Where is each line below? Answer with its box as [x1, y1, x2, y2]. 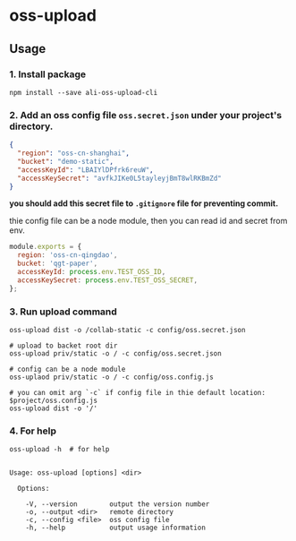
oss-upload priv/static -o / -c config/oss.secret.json [9, 348, 222, 358]
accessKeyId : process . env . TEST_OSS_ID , [17, 268, 166, 277]
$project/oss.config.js [9, 396, 98, 405]
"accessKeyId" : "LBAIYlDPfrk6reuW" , [17, 165, 154, 175]
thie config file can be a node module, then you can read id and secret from [9, 216, 288, 227]
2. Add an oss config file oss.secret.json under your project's [9, 108, 283, 121]
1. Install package [9, 68, 87, 81]
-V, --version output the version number [25, 500, 210, 509]
